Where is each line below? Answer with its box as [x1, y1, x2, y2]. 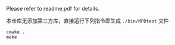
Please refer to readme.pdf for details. [6, 5, 100, 12]
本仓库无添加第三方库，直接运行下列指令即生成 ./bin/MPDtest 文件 [6, 17, 169, 24]
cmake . [6, 29, 26, 35]
